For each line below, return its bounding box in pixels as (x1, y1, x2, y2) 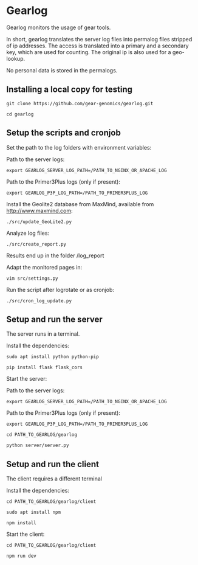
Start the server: (6, 375, 47, 383)
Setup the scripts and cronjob (6, 128, 121, 138)
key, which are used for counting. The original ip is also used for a (6, 48, 171, 55)
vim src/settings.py (6, 275, 59, 282)
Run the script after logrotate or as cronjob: (6, 286, 114, 293)
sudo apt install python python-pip (6, 354, 99, 360)
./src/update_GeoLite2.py (6, 218, 72, 225)
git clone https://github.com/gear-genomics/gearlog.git (6, 100, 154, 106)
